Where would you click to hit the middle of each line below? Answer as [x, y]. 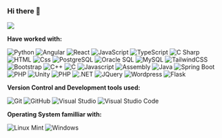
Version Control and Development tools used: [74, 88]
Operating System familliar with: [54, 115]
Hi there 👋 [24, 11]
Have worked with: [34, 39]
